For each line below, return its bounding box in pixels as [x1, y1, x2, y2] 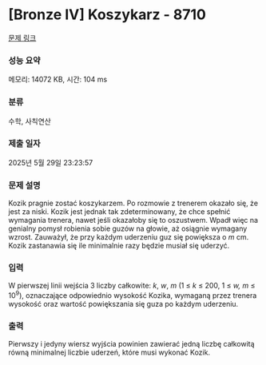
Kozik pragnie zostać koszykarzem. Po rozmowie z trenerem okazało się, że [8, 198, 258, 208]
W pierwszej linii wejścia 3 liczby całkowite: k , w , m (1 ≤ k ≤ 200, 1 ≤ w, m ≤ [8, 281, 256, 291]
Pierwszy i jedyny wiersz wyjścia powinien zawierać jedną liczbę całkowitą [8, 339, 255, 349]
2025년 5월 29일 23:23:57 [8, 157, 93, 167]
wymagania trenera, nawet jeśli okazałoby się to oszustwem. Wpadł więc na [8, 216, 258, 225]
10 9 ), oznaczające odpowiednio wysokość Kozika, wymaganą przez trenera [8, 289, 257, 300]
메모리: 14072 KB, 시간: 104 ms [8, 74, 108, 85]
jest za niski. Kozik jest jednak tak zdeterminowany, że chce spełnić [8, 207, 231, 216]
